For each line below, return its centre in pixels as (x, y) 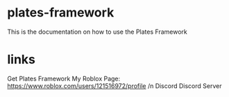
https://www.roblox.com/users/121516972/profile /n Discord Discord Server (114, 86)
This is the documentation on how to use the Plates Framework (97, 32)
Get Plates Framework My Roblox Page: (64, 78)
